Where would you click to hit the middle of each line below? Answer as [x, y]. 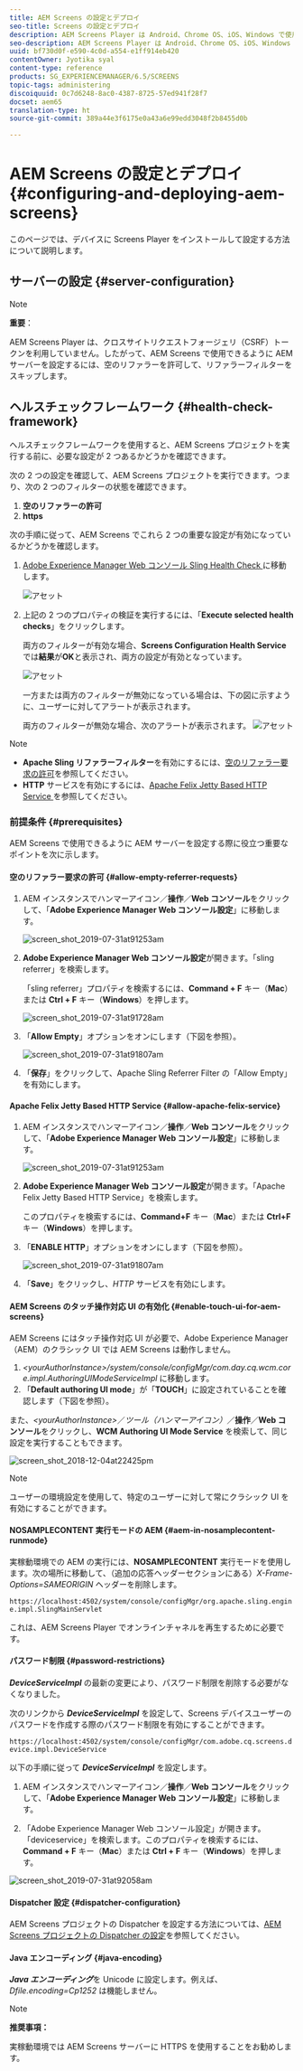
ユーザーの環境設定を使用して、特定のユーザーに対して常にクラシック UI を [149, 1496]
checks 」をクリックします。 [75, 626]
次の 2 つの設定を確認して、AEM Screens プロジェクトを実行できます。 [142, 475]
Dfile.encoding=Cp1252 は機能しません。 [86, 1991]
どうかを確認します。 [64, 546]
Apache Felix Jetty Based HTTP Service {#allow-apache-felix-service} [145, 1106]
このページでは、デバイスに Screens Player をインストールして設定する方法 [150, 240]
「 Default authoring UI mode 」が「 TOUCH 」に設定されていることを [150, 1389]
